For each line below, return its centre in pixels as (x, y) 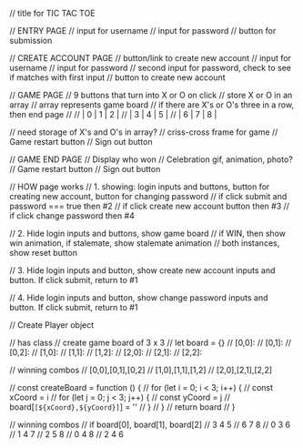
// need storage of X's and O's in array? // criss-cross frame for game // (144, 132)
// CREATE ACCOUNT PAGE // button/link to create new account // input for (150, 58)
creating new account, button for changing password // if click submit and (148, 196)
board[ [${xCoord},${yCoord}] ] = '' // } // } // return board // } (122, 407)
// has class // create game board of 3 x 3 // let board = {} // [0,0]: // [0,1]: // (150, 342)
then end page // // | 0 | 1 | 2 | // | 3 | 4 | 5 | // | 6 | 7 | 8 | (113, 114)
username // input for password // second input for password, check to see (150, 68)
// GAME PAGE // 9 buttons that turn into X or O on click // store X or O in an (151, 95)
